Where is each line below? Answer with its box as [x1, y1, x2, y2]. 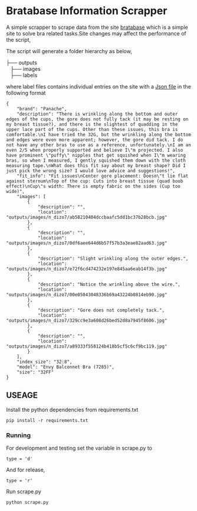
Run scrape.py [6, 488, 41, 495]
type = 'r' [6, 478, 33, 484]
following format [6, 89, 46, 96]
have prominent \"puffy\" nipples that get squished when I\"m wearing [6, 152, 186, 158]
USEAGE [6, 391, 38, 401]
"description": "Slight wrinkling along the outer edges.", [37, 255, 189, 261]
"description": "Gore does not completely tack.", [37, 307, 165, 313]
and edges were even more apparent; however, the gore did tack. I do [6, 137, 183, 143]
